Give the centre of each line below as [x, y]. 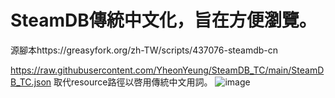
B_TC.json [31, 82]
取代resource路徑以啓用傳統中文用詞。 [133, 82]
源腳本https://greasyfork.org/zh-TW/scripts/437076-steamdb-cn [144, 50]
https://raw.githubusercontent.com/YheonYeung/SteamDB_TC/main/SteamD [167, 70]
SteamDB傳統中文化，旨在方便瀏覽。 [163, 20]
